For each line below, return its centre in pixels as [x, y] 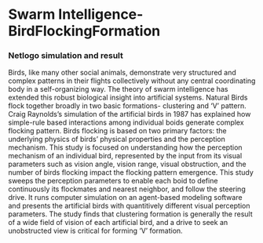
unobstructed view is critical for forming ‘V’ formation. [95, 231]
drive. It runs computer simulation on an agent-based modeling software [125, 198]
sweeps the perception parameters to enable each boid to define [113, 181]
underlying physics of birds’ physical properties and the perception [117, 140]
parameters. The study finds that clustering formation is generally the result [130, 214]
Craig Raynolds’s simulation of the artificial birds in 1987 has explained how [130, 114]
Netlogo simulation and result [66, 56]
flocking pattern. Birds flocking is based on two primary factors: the [118, 131]
